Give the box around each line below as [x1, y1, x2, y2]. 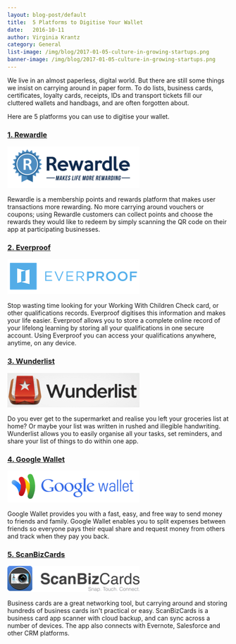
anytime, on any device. [7, 339, 77, 347]
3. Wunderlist [7, 357, 55, 366]
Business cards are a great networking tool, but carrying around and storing [7, 599, 228, 607]
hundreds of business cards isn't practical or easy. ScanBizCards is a [7, 607, 209, 615]
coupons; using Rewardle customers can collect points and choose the [7, 210, 213, 218]
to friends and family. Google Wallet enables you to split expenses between [7, 517, 226, 526]
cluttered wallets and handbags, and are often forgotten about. [7, 99, 190, 107]
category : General [7, 41, 61, 49]
